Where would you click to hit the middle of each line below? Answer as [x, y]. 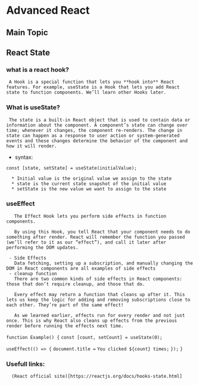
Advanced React [48, 10]
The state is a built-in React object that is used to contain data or [99, 120]
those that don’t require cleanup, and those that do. [76, 284]
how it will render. [32, 146]
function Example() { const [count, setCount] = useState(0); [84, 337]
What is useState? [33, 107]
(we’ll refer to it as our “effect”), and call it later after [86, 242]
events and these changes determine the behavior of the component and [97, 141]
